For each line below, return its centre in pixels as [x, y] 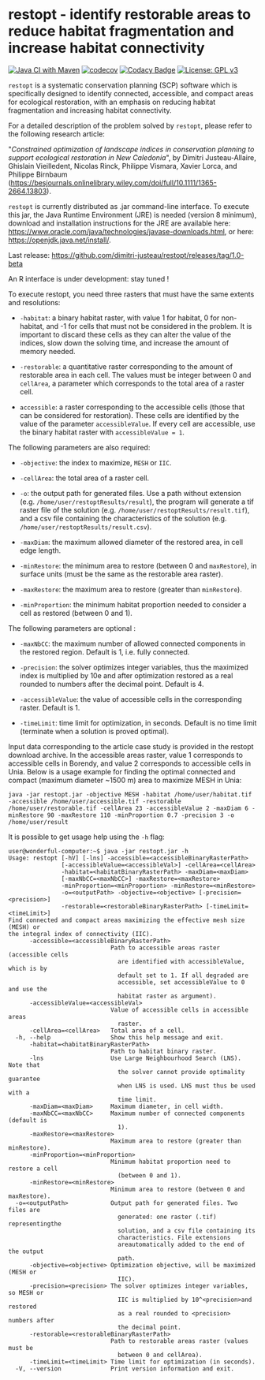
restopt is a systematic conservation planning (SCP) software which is [123, 85]
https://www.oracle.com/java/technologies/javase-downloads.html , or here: [131, 231]
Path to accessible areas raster [165, 948]
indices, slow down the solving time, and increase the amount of [124, 343]
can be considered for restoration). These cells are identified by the [129, 415]
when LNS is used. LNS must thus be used [187, 1086]
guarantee [24, 1079]
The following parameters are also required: [79, 447]
